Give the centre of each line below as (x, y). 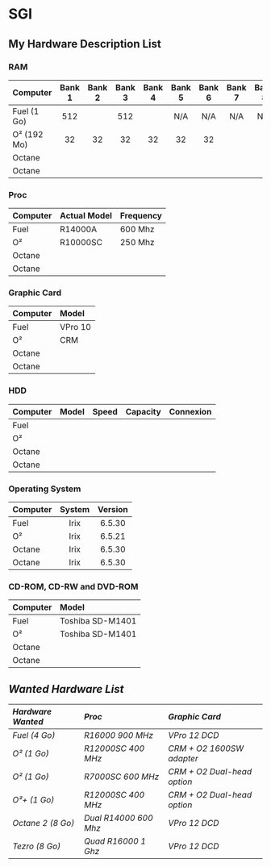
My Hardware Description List (85, 44)
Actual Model (86, 216)
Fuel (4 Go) (34, 736)
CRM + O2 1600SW (206, 748)
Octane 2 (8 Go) (44, 823)
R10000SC (81, 243)
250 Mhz (137, 243)
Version (113, 510)
